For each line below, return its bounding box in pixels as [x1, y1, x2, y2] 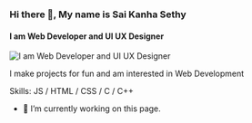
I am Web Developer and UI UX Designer [9, 31, 165, 42]
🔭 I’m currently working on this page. [22, 103, 161, 114]
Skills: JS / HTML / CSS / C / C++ [9, 86, 135, 97]
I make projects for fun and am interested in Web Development [9, 68, 245, 80]
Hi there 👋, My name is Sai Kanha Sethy [9, 8, 186, 21]
